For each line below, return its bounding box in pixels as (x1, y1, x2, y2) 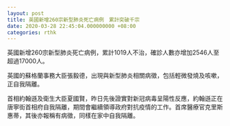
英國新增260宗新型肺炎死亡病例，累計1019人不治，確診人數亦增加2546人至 (7, 48, 220, 57)
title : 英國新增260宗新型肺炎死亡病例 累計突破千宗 (7, 16, 140, 23)
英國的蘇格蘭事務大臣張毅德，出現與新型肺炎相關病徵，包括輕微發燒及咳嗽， (7, 72, 223, 80)
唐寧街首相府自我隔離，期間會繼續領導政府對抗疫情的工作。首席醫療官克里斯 (7, 103, 223, 111)
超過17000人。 (7, 57, 49, 65)
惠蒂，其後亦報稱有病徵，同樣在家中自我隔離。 (7, 112, 139, 120)
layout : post (7, 10, 44, 17)
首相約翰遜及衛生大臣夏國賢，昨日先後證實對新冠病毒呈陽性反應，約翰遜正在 (7, 95, 223, 103)
